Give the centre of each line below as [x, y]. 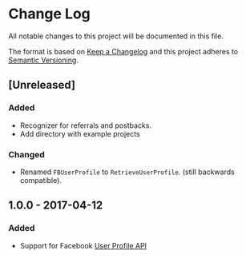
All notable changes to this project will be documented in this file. [116, 36]
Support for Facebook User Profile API [83, 245]
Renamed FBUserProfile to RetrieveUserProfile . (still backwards [127, 172]
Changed [27, 154]
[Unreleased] [42, 85]
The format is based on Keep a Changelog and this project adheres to [123, 51]
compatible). [41, 180]
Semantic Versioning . [43, 60]
